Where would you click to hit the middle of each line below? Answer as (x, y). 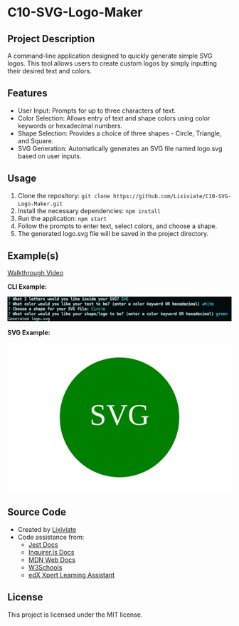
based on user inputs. (49, 156)
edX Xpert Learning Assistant (71, 575)
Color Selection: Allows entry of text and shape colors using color (114, 118)
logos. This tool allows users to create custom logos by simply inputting (112, 63)
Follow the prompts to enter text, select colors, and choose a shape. (117, 226)
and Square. (36, 140)
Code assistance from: (51, 537)
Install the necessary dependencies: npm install (89, 210)
